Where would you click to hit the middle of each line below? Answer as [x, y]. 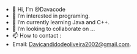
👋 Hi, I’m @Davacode [39, 9]
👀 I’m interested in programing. [51, 16]
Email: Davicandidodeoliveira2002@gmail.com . [72, 44]
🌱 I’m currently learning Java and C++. [61, 22]
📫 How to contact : [37, 35]
